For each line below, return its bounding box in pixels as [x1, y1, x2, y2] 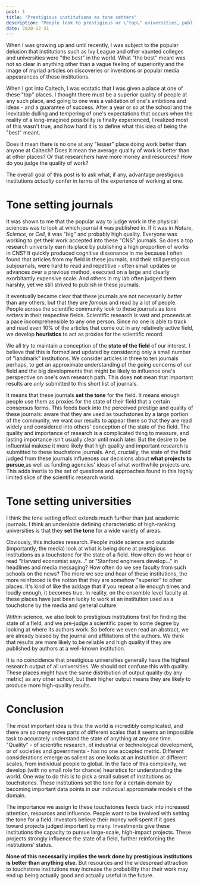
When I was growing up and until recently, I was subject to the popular [6, 42, 179, 49]
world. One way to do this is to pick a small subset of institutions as [6, 773, 171, 780]
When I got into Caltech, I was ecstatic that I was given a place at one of [6, 85, 183, 92]
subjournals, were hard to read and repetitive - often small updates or [6, 262, 177, 270]
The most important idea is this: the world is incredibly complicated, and [6, 723, 183, 730]
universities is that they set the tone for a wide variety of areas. [6, 527, 162, 534]
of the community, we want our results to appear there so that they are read [6, 417, 192, 424]
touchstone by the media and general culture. [6, 602, 118, 609]
